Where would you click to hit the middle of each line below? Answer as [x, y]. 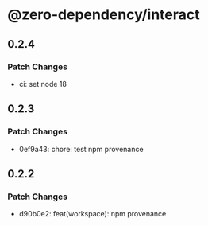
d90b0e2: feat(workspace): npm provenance [92, 214]
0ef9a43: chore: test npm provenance [81, 149]
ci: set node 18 [42, 84]
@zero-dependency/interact [104, 15]
